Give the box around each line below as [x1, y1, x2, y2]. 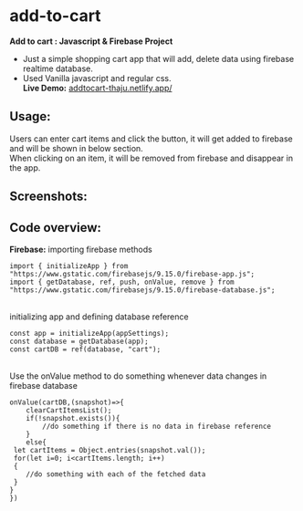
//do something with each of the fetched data [26, 469, 206, 479]
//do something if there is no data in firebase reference [42, 422, 272, 431]
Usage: [9, 109, 52, 124]
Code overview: [9, 220, 102, 235]
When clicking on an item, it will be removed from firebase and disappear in [9, 152, 294, 163]
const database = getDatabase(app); [9, 337, 149, 346]
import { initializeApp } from [9, 261, 129, 270]
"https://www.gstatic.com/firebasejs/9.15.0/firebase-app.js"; [9, 269, 256, 278]
